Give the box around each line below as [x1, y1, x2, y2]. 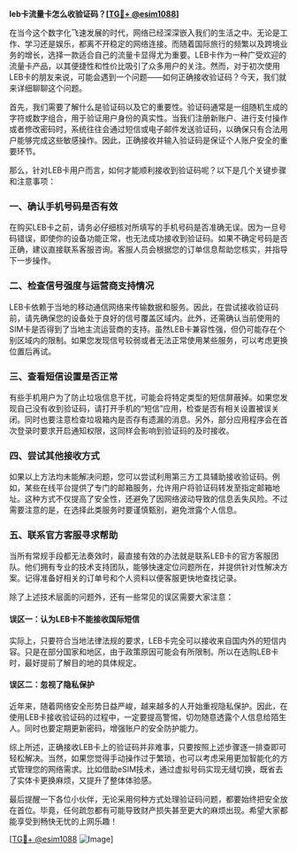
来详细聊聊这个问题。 [9, 83, 87, 93]
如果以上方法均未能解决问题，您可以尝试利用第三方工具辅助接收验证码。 [9, 472, 272, 482]
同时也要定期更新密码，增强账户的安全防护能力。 [24, 723, 203, 733]
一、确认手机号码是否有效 [9, 200, 118, 212]
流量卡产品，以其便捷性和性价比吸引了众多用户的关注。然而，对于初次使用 [9, 61, 280, 71]
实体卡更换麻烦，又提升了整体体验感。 [16, 775, 156, 786]
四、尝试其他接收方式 [9, 450, 100, 462]
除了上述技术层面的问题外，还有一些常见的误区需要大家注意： [9, 591, 234, 602]
